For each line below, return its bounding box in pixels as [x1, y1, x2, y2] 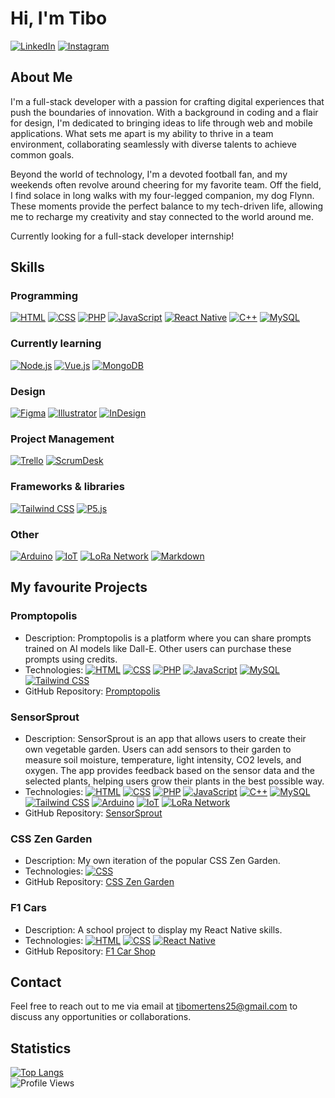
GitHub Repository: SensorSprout [24, 807, 163, 819]
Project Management [10, 432, 115, 446]
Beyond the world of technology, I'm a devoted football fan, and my [10, 168, 288, 180]
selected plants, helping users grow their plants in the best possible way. [24, 775, 325, 787]
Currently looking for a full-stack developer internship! [10, 230, 235, 242]
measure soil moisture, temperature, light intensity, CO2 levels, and [24, 753, 302, 766]
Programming [10, 289, 78, 303]
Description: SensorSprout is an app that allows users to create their [24, 732, 307, 744]
